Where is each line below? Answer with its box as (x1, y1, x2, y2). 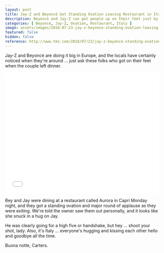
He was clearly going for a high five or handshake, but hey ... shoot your (5, 222, 150, 228)
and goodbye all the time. (5, 233, 56, 239)
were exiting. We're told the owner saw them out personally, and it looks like (5, 207, 158, 213)
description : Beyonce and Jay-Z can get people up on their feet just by (5, 16, 159, 21)
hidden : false (5, 35, 34, 40)
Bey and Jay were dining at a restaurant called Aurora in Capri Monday (5, 197, 147, 203)
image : (5, 25, 19, 30)
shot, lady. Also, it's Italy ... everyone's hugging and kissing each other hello (5, 228, 158, 233)
